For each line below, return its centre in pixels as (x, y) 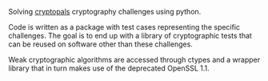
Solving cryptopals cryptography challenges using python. (105, 12)
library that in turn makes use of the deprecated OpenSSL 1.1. (109, 68)
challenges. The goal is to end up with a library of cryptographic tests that (130, 36)
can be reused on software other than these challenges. (101, 44)
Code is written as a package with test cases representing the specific (124, 27)
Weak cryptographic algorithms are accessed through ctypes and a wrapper (134, 60)
